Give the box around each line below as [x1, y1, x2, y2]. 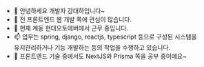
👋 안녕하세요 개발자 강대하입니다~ [13, 7, 105, 15]
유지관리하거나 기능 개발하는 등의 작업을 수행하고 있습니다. [13, 44, 171, 51]
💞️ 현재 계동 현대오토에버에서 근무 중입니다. [13, 24, 129, 32]
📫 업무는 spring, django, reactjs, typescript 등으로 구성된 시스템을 [13, 32, 198, 41]
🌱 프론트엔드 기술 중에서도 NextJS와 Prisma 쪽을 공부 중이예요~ [13, 52, 187, 60]
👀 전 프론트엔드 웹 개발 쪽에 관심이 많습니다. [13, 15, 132, 23]
